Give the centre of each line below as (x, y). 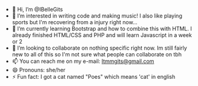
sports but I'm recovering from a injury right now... (74, 22)
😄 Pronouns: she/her (38, 70)
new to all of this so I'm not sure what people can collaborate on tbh (97, 54)
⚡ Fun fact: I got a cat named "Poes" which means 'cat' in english (94, 77)
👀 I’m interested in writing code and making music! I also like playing (97, 16)
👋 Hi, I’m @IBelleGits (38, 9)
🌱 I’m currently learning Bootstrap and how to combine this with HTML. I (102, 28)
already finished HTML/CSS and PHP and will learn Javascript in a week (102, 35)
